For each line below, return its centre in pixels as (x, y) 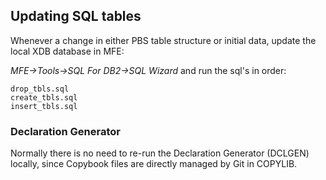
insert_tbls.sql (44, 106)
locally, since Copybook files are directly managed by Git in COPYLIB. (154, 164)
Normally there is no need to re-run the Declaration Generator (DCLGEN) (160, 153)
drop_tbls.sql (40, 89)
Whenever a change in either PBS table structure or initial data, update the (163, 40)
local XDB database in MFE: (67, 51)
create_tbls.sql (44, 97)
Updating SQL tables (76, 16)
